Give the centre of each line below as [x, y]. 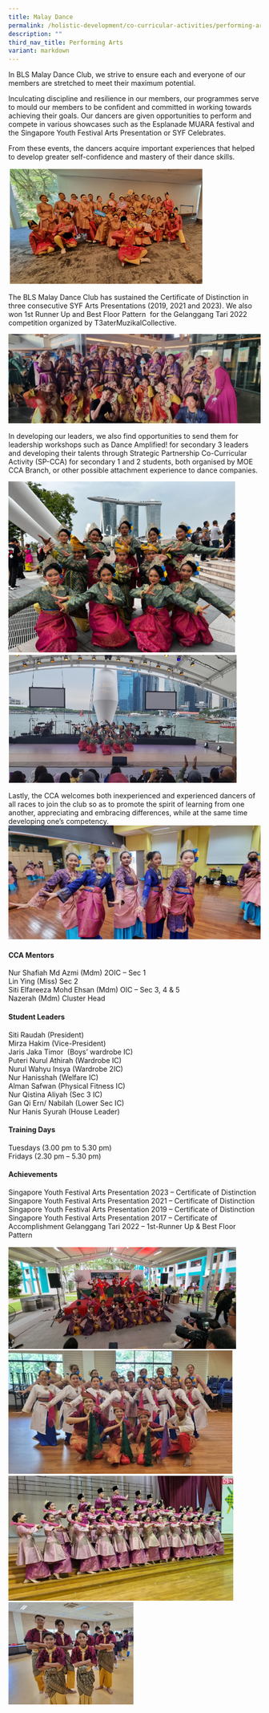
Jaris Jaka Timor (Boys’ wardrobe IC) [71, 1052]
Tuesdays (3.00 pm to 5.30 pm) [60, 1147]
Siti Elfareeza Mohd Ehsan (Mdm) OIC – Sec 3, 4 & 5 [94, 990]
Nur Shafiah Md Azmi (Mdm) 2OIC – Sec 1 [77, 973]
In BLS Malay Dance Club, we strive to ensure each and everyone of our [127, 75]
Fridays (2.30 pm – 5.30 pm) [55, 1156]
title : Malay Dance [41, 17]
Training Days [32, 1130]
